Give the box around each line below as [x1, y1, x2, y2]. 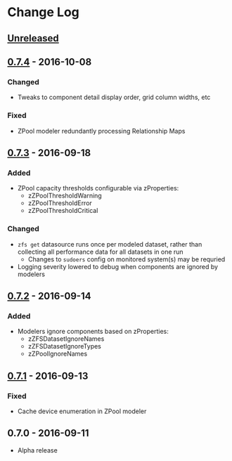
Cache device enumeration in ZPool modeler [17, 407, 147, 415]
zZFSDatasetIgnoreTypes [27, 342, 102, 351]
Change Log [7, 4, 79, 20]
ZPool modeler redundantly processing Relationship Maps [17, 126, 186, 135]
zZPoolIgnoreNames [27, 349, 88, 358]
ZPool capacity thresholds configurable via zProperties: [17, 184, 179, 193]
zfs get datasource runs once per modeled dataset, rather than [17, 240, 202, 248]
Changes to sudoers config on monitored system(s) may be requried [27, 254, 226, 264]
